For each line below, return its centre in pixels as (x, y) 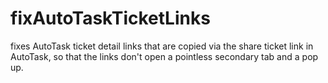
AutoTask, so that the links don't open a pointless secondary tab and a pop (164, 56)
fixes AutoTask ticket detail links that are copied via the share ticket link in (162, 46)
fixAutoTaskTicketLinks (110, 18)
